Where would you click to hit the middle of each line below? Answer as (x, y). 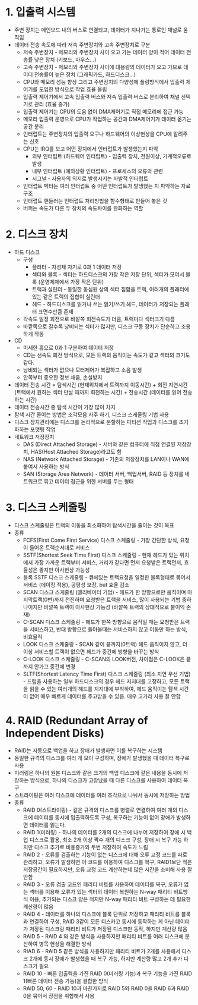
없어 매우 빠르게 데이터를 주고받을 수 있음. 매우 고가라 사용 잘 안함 (105, 696)
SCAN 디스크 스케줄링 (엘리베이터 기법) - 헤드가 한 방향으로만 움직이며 (104, 592)
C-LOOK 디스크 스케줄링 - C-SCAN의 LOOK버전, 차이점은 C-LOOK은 (104, 659)
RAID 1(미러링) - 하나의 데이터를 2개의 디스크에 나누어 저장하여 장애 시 (104, 832)
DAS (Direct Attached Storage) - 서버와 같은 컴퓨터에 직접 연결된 (99, 444)
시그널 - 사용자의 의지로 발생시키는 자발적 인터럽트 (90, 178)
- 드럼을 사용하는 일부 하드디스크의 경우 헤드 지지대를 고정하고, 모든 (101, 681)
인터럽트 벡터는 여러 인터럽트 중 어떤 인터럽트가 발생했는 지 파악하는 (101, 186)
